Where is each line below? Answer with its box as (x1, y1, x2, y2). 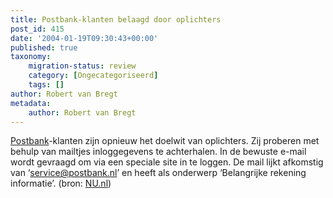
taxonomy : (10, 52, 52, 62)
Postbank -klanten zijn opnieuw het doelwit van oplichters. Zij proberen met (10, 135, 320, 147)
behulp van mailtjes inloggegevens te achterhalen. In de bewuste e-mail (10, 146, 307, 158)
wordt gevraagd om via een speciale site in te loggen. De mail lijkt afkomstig (10, 156, 324, 168)
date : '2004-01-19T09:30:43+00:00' (10, 33, 159, 43)
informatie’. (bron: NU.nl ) (10, 177, 112, 190)
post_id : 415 (10, 24, 65, 34)
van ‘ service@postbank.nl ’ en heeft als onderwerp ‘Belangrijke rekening (10, 167, 307, 179)
